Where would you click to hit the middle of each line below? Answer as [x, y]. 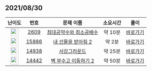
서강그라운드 [73, 51]
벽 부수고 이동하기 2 [73, 61]
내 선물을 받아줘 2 [73, 42]
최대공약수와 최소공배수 [73, 32]
